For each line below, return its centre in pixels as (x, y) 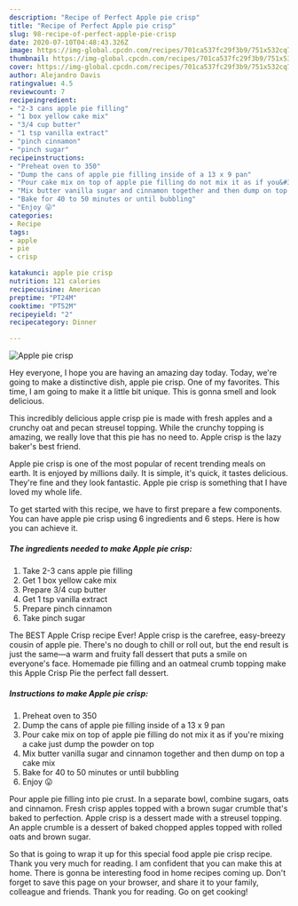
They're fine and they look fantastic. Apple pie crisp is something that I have (148, 483)
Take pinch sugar (54, 618)
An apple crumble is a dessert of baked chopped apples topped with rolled (146, 828)
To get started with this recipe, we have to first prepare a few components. (145, 509)
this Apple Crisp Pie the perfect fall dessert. (89, 673)
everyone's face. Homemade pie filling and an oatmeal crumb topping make (148, 664)
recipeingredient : (43, 100)
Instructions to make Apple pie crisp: (79, 693)
